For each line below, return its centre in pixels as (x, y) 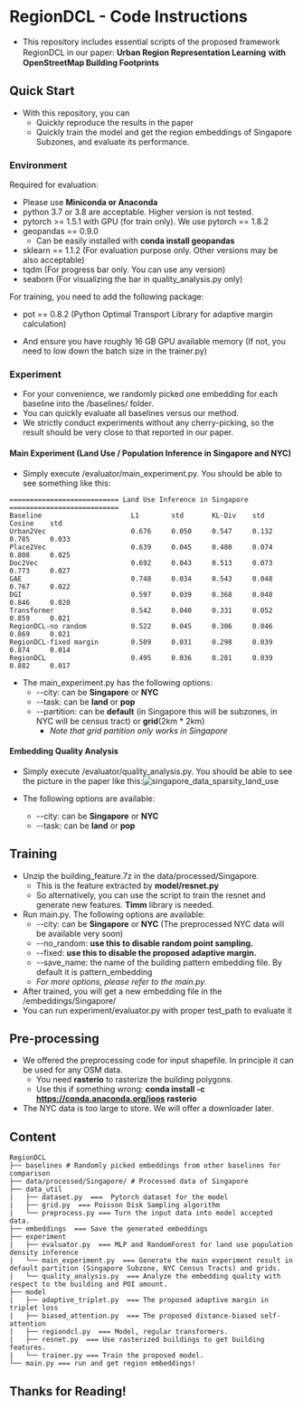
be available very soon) (80, 933)
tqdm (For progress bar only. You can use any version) (124, 269)
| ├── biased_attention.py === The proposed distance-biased (133, 1316)
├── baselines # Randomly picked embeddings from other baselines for (145, 1166)
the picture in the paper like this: (82, 780)
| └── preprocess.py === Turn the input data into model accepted (141, 1214)
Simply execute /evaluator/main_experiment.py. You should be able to (152, 473)
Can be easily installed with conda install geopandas (135, 241)
